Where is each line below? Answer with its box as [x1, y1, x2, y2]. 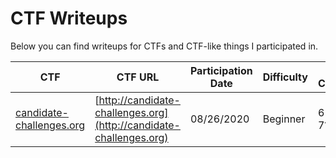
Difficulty [262, 70, 308, 84]
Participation [189, 63, 253, 77]
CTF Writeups [10, 7, 128, 30]
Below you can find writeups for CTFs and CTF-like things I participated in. [10, 40, 319, 52]
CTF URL [116, 70, 160, 84]
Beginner [262, 112, 306, 126]
